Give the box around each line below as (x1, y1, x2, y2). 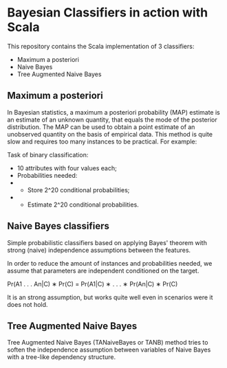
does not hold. (7, 300, 48, 308)
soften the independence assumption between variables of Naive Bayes (7, 345, 211, 354)
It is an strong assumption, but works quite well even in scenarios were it (7, 293, 213, 301)
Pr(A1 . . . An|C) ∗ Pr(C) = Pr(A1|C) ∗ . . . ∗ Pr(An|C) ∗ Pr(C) (7, 279, 178, 288)
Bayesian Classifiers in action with (7, 5, 208, 21)
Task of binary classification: (7, 150, 89, 159)
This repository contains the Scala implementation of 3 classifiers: (7, 42, 195, 50)
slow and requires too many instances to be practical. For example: (7, 137, 197, 146)
